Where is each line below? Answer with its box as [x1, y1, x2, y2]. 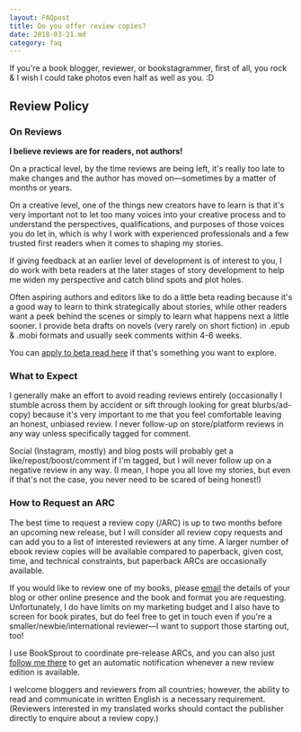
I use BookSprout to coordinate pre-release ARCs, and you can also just [9, 648, 276, 658]
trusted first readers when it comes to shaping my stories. [9, 237, 224, 248]
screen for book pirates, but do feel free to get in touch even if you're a [9, 611, 272, 622]
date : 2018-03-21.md [9, 30, 87, 39]
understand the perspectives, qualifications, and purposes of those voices [9, 218, 285, 229]
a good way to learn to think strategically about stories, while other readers [9, 301, 288, 312]
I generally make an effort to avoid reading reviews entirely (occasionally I [9, 390, 283, 401]
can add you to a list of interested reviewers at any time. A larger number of [9, 536, 289, 547]
